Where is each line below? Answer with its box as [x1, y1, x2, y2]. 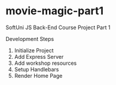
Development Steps [5, 35, 54, 42]
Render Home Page [14, 72, 63, 79]
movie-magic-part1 [5, 4, 104, 18]
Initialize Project [14, 46, 54, 54]
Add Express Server [14, 53, 64, 60]
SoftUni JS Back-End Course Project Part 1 [5, 24, 111, 31]
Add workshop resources [14, 59, 77, 67]
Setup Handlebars [14, 65, 59, 73]
